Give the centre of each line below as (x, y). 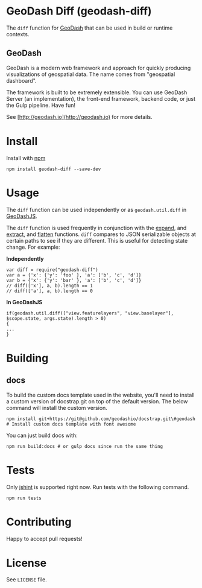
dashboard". (22, 80)
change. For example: (33, 247)
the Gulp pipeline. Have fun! (41, 105)
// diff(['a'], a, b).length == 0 (50, 291)
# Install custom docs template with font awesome (71, 424)
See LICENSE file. (27, 580)
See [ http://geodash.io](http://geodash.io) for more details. (79, 117)
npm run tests (24, 498)
